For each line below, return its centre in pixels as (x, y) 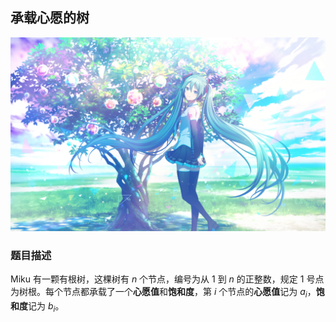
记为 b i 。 (46, 306)
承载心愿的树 (50, 18)
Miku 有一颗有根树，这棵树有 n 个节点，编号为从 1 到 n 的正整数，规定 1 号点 (167, 279)
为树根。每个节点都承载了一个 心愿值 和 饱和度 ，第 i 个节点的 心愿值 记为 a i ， (163, 293)
